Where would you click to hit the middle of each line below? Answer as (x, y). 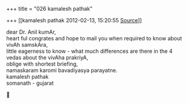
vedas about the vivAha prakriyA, (47, 57)
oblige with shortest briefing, (42, 64)
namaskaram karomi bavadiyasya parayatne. (62, 70)
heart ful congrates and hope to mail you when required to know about (94, 38)
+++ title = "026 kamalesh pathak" (49, 9)
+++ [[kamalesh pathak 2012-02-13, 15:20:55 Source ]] (74, 20)
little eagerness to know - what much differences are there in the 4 (89, 51)
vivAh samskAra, (27, 45)
